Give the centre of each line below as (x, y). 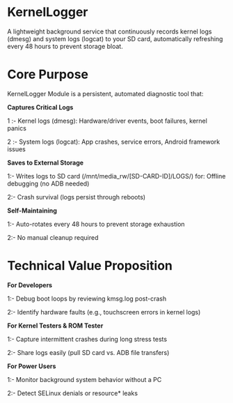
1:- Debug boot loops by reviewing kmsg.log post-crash (87, 298)
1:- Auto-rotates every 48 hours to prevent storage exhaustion (96, 224)
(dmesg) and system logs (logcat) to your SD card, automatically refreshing (115, 38)
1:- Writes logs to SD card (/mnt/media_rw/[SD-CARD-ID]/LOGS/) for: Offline (116, 176)
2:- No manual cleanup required (53, 237)
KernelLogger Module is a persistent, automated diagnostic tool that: (105, 93)
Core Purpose (48, 75)
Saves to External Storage (46, 162)
